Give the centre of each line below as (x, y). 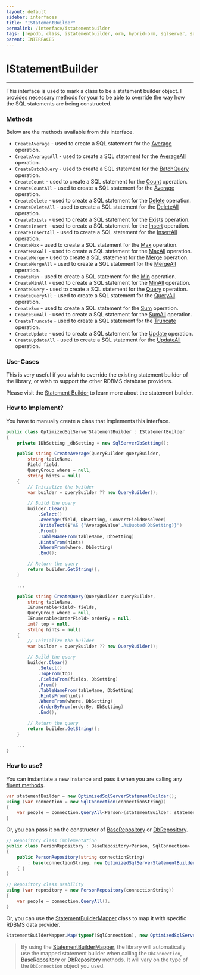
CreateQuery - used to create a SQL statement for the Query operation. (101, 289)
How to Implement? (35, 408)
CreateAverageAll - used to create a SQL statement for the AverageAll (100, 156)
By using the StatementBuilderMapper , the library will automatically (103, 947)
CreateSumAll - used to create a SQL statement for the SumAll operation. (104, 315)
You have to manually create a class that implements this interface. (88, 421)
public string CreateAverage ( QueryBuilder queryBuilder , (89, 454)
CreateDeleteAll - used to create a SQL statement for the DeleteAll (97, 207)
